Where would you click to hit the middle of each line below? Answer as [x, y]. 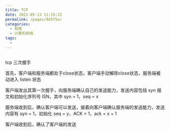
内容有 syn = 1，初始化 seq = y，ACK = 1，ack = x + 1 [61, 113]
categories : [18, 24]
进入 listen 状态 [25, 79]
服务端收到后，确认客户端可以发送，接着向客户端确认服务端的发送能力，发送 [85, 107]
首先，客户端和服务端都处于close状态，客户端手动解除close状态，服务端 [81, 73]
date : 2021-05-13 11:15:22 [34, 15]
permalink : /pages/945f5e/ [34, 19]
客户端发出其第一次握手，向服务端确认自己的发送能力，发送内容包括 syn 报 [83, 90]
